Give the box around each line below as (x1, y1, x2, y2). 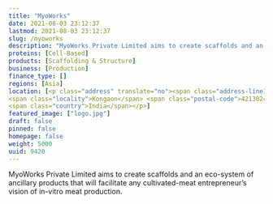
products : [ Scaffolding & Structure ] (8, 57, 136, 66)
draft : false (8, 117, 53, 125)
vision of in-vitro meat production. (8, 187, 123, 197)
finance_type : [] (8, 72, 67, 80)
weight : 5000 (8, 139, 53, 148)
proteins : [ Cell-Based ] (8, 49, 89, 57)
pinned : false (8, 125, 57, 133)
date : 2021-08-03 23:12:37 (8, 19, 100, 28)
